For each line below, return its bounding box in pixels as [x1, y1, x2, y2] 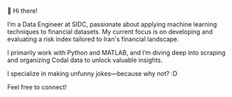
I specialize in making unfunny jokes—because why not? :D [7, 70, 178, 77]
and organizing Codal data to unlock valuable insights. [7, 56, 163, 64]
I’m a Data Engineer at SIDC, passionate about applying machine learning [7, 20, 217, 28]
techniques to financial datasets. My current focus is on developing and [7, 28, 213, 36]
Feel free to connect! [7, 83, 68, 91]
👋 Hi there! [7, 7, 38, 15]
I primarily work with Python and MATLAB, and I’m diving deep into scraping [7, 49, 226, 57]
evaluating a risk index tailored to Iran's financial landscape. [7, 35, 179, 43]
